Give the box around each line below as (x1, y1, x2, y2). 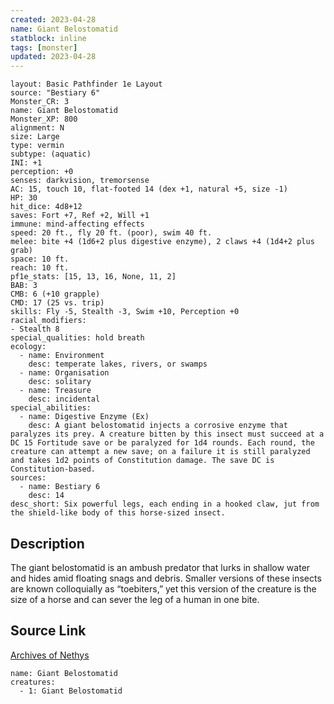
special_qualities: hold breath (10, 333, 145, 343)
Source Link (10, 622, 87, 640)
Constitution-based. (10, 464, 97, 475)
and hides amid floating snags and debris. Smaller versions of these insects (10, 572, 322, 584)
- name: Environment (19, 351, 105, 361)
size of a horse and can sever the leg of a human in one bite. (10, 593, 260, 605)
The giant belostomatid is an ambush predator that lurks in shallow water (10, 561, 311, 573)
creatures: (10, 677, 56, 687)
